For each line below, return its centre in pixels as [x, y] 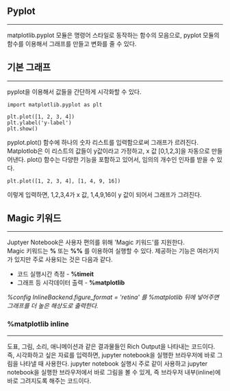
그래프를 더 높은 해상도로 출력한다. [53, 306]
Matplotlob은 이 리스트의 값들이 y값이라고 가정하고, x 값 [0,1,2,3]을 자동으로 [108, 151]
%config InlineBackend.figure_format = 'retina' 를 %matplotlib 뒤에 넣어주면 [113, 297]
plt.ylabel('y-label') [39, 123]
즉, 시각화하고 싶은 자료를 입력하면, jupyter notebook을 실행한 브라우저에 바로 [111, 355]
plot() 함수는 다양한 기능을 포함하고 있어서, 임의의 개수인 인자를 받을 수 [121, 159]
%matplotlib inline [38, 324]
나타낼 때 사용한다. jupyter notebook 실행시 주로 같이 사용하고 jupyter [114, 364]
